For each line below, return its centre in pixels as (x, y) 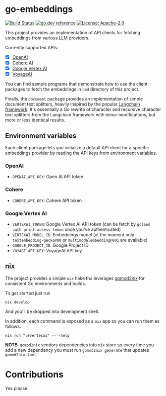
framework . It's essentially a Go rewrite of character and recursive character (83, 109)
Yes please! (17, 388)
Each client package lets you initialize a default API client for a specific (77, 148)
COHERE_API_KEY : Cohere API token (47, 200)
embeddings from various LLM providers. (47, 38)
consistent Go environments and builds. (46, 283)
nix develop (17, 302)
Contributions (34, 374)
